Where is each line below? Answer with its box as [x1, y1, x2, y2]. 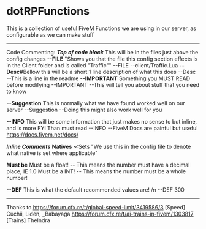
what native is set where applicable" [6, 149, 98, 157]
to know [6, 88, 27, 95]
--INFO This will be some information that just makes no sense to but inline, [6, 118, 197, 125]
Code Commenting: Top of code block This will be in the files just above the [6, 48, 199, 56]
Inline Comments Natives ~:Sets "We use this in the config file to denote [6, 143, 191, 150]
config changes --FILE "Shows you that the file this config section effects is [6, 55, 198, 62]
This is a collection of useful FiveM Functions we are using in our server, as [6, 24, 196, 32]
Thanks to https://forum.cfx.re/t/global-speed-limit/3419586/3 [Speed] [6, 203, 186, 211]
